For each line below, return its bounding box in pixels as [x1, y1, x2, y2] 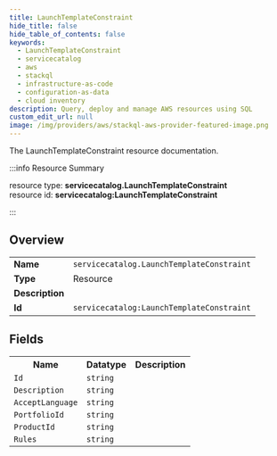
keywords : [9, 37, 46, 47]
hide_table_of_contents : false [9, 29, 126, 38]
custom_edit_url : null [9, 112, 94, 121]
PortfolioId [13, 410, 65, 419]
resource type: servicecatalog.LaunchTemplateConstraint [9, 180, 228, 190]
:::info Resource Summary [9, 162, 105, 173]
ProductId [13, 421, 55, 432]
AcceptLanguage [13, 397, 78, 407]
